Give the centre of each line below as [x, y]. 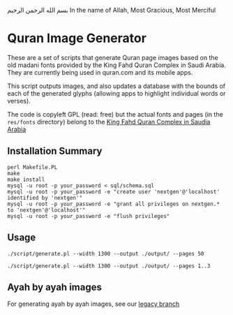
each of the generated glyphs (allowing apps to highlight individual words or [116, 93]
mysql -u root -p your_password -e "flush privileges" [89, 216]
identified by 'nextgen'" [45, 198]
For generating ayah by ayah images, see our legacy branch [93, 304]
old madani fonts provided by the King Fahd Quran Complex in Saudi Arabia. [117, 65]
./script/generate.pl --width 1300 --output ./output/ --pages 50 [106, 254]
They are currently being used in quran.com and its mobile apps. [100, 72]
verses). [19, 101]
